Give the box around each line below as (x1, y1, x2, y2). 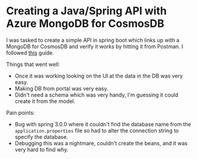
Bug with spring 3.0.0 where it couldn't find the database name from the (14, 120, 192, 127)
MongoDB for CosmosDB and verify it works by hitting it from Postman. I (6, 43, 183, 50)
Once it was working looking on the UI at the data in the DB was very (14, 72, 183, 79)
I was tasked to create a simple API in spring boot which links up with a (6, 36, 180, 43)
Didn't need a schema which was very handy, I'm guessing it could (14, 91, 179, 98)
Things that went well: (6, 61, 61, 68)
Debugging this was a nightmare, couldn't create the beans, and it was (14, 139, 188, 146)
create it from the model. (14, 97, 76, 105)
